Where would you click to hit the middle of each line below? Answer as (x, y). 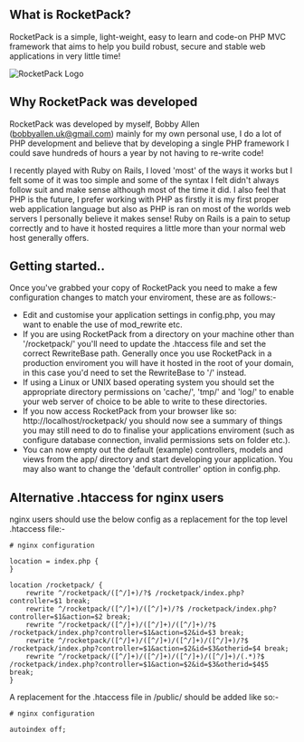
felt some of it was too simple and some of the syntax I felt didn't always (144, 179)
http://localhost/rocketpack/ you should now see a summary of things (152, 421)
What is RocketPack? (70, 15)
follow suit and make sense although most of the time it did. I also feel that (148, 189)
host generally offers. (49, 237)
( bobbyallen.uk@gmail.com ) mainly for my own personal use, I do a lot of (146, 133)
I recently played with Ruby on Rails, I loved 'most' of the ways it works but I (151, 170)
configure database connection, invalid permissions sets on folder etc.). (157, 440)
